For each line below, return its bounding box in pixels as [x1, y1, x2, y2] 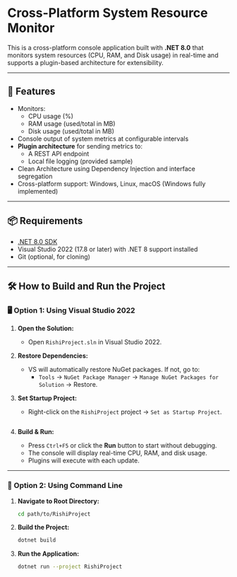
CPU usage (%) [28, 112, 74, 120]
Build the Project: [17, 523, 70, 532]
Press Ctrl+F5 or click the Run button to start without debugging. [28, 441, 217, 450]
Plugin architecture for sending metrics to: [17, 141, 143, 150]
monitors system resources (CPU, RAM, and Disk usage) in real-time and [7, 51, 219, 59]
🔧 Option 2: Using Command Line [7, 481, 123, 491]
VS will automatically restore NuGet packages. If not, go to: [28, 366, 200, 374]
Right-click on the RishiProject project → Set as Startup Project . [28, 408, 222, 416]
